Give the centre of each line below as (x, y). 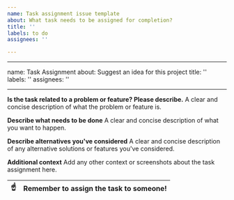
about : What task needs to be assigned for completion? (90, 20)
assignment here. (32, 170)
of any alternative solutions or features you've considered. (91, 149)
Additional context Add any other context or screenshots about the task (111, 162)
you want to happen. (37, 128)
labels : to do (28, 33)
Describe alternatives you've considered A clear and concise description (114, 141)
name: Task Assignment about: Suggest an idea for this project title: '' (107, 72)
